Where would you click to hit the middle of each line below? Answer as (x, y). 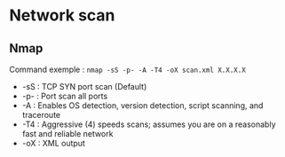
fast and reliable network (67, 133)
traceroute (41, 115)
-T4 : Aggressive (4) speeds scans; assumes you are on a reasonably (149, 124)
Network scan (62, 16)
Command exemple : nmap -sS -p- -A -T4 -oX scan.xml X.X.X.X (127, 69)
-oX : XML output (54, 143)
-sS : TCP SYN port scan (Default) (84, 86)
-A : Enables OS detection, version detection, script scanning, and (142, 106)
